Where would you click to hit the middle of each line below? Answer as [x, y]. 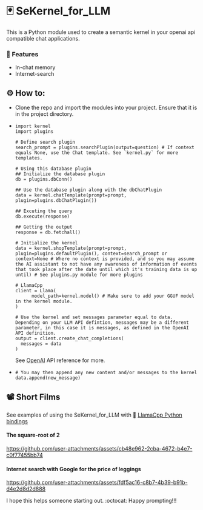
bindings [17, 421]
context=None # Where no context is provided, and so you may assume [105, 259]
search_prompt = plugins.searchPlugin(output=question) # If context [105, 148]
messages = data [41, 344]
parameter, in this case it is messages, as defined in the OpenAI [102, 328]
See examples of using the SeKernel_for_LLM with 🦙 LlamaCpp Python [95, 415]
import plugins [34, 132]
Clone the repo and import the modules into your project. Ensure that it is [106, 108]
